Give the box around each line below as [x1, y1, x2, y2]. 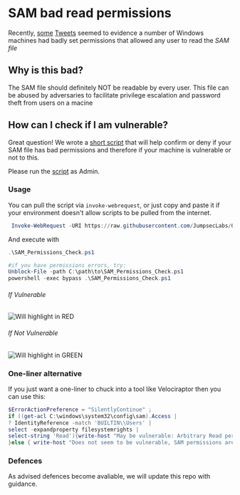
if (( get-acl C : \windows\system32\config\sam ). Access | [8, 412, 177, 420]
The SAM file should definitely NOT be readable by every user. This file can [8, 83, 229, 92]
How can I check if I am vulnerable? [8, 119, 169, 131]
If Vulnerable [8, 290, 46, 298]
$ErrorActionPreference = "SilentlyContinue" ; [8, 406, 152, 413]
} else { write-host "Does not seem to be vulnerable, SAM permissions [8, 439, 222, 447]
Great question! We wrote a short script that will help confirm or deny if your [8, 137, 232, 147]
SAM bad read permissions [8, 5, 172, 21]
